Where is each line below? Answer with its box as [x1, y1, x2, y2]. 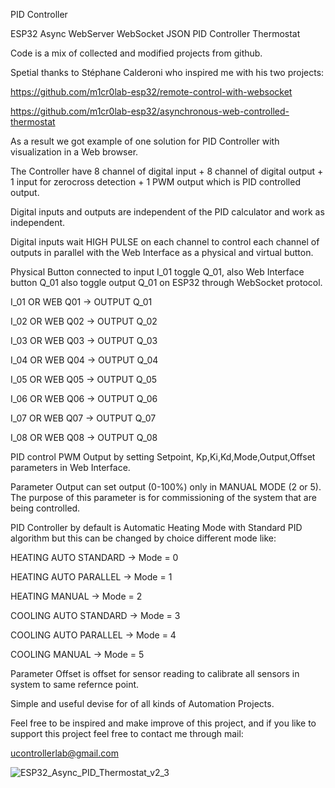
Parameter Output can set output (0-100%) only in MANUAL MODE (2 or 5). [10, 481, 322, 493]
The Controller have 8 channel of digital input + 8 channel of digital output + [10, 165, 324, 177]
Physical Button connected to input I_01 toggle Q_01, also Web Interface [10, 266, 305, 278]
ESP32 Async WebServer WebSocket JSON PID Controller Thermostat [10, 28, 301, 39]
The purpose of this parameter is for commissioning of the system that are [10, 492, 317, 503]
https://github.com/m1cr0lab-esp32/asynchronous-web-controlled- [10, 105, 290, 117]
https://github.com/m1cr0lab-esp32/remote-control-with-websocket [10, 86, 293, 98]
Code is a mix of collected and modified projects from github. [10, 47, 263, 59]
